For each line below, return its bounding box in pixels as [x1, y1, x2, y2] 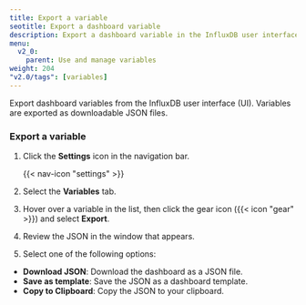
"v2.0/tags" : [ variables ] [9, 73, 107, 82]
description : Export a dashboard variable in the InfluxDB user [9, 30, 259, 39]
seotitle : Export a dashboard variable [9, 22, 161, 31]
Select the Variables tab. [22, 186, 117, 197]
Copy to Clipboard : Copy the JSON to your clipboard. [22, 286, 225, 297]
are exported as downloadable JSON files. [9, 107, 168, 118]
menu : [9, 38, 30, 48]
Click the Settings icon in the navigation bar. [22, 151, 189, 162]
